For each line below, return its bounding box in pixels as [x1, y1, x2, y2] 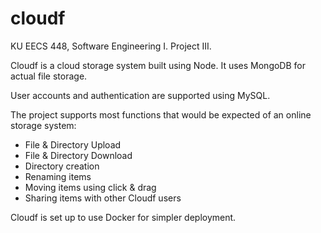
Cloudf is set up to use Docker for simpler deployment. [10, 211, 237, 223]
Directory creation [24, 160, 100, 172]
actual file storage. [10, 70, 88, 82]
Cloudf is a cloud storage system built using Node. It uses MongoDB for [10, 59, 306, 71]
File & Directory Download [24, 149, 133, 161]
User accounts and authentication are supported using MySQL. [10, 89, 271, 101]
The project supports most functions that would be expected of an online [10, 108, 312, 121]
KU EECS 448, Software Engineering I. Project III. [10, 40, 212, 52]
